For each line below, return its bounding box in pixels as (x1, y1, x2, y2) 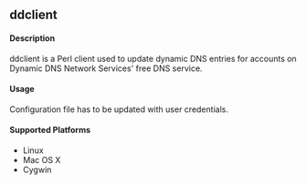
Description (9, 32, 56, 44)
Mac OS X (22, 155, 61, 165)
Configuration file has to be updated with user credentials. (9, 104, 228, 115)
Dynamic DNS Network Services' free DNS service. (9, 63, 203, 74)
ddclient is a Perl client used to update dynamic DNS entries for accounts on (9, 53, 297, 64)
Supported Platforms (9, 125, 91, 136)
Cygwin (22, 164, 52, 175)
